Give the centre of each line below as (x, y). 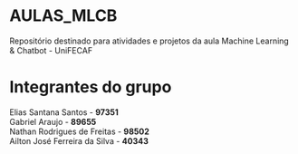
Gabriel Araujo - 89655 (53, 121)
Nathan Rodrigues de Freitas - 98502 (79, 131)
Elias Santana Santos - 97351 (64, 112)
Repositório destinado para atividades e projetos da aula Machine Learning (149, 41)
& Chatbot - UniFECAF (51, 50)
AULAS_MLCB (63, 16)
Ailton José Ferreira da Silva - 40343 (79, 140)
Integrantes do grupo (91, 87)
